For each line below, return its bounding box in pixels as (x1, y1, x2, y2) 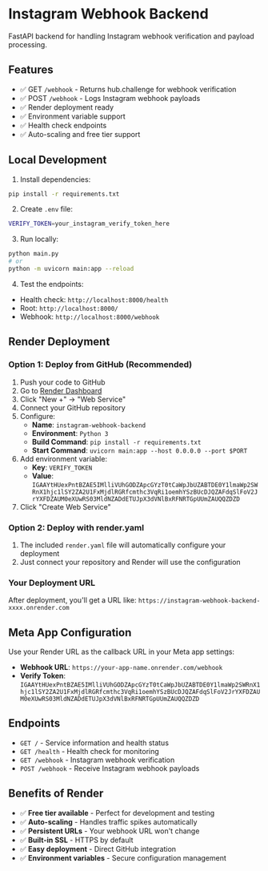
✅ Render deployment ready (19, 102, 114, 112)
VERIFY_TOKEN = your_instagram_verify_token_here (8, 220, 170, 228)
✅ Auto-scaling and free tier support (19, 129, 141, 139)
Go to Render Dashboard (19, 385, 102, 395)
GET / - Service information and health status (19, 738, 170, 748)
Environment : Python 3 (31, 428, 109, 438)
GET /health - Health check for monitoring (19, 746, 160, 756)
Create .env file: (19, 204, 74, 214)
